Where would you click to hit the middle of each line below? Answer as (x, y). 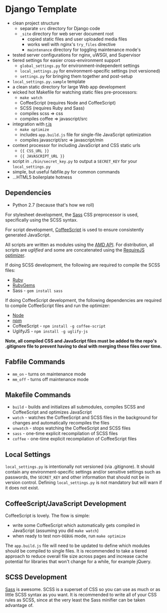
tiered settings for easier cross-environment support (66, 60)
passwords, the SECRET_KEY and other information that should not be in (77, 477)
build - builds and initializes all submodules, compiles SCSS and (79, 407)
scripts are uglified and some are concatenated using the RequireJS (75, 250)
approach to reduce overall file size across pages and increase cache (77, 556)
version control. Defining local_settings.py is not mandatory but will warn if (83, 482)
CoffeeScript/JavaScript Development (66, 503)
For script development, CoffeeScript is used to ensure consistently (75, 229)
